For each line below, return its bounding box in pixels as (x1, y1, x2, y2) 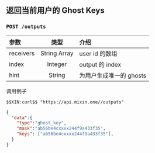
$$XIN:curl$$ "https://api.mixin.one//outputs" (6, 99, 125, 105)
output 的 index (79, 60, 122, 68)
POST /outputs (6, 23, 46, 30)
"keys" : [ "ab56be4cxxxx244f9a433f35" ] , (16, 131, 114, 137)
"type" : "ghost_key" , (16, 120, 67, 126)
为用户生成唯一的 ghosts (79, 71, 147, 79)
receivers (9, 49, 35, 57)
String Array (40, 49, 74, 57)
